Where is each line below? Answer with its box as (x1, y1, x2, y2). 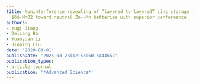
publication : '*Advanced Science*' (6, 69, 94, 75)
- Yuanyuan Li (6, 36, 41, 42)
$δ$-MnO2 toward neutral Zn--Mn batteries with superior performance (11, 14, 187, 20)
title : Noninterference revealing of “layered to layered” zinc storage (6, 8, 190, 15)
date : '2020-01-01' (6, 47, 54, 53)
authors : (6, 20, 28, 25)
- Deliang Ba (6, 31, 38, 37)
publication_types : (6, 58, 54, 64)
